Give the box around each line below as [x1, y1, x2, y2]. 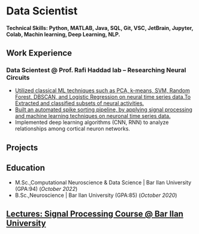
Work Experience [6, 48, 73, 58]
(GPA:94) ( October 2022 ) [14, 185, 78, 192]
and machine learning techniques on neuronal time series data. [14, 113, 171, 120]
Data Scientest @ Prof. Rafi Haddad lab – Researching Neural [6, 66, 186, 74]
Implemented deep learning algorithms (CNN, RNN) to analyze [14, 118, 169, 126]
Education [6, 163, 46, 173]
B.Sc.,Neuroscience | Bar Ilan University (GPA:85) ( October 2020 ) [14, 192, 177, 199]
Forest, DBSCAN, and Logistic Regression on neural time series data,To [14, 93, 191, 101]
